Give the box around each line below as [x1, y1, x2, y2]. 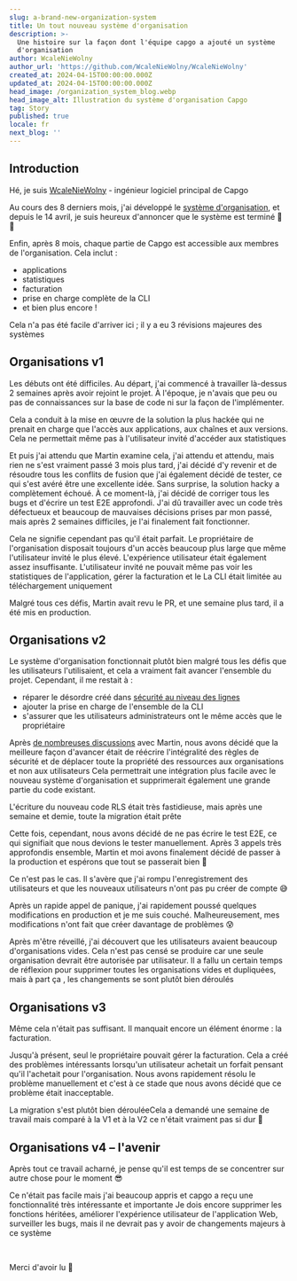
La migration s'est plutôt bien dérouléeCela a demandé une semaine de [9, 1105, 270, 1115]
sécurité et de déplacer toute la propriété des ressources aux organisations [9, 756, 285, 767]
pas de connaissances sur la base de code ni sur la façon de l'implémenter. [9, 396, 285, 408]
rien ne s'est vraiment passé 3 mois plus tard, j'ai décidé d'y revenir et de [9, 459, 277, 470]
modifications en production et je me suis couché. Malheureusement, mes [9, 910, 280, 920]
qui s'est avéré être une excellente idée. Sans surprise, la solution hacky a [9, 478, 280, 488]
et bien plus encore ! [21, 302, 98, 313]
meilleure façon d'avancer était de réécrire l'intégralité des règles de [9, 746, 260, 758]
